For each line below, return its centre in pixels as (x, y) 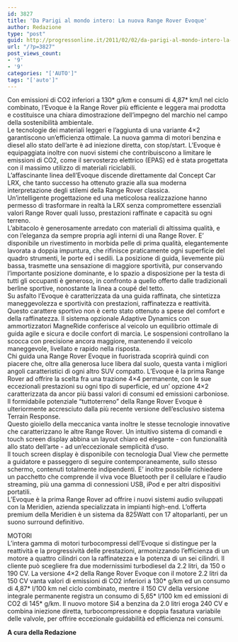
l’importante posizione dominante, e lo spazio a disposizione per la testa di (116, 273)
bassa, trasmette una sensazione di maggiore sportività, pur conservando (115, 266)
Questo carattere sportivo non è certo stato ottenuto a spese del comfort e (116, 311)
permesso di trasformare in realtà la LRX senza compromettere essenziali (114, 206)
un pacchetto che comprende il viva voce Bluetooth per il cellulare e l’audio (117, 477)
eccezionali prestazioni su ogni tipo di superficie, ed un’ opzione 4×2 (108, 387)
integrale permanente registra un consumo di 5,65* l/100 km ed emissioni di (118, 596)
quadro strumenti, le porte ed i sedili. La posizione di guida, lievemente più (116, 258)
